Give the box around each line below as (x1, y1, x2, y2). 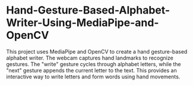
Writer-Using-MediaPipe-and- (6, 16, 159, 29)
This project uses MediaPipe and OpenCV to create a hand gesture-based (6, 48, 188, 55)
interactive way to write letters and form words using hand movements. (6, 73, 181, 80)
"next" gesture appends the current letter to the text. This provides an (6, 67, 177, 74)
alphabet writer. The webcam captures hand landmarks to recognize (6, 54, 173, 61)
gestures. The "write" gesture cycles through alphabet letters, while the (6, 60, 181, 68)
